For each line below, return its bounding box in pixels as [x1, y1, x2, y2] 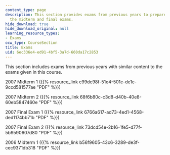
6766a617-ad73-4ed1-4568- [84, 109, 144, 115]
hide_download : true [5, 21, 49, 27]
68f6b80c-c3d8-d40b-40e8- [80, 94, 142, 100]
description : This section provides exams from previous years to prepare [5, 12, 166, 17]
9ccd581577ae [5, 84, 36, 90]
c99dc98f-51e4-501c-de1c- [79, 79, 137, 85]
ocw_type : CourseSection [5, 40, 58, 45]
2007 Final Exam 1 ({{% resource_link [5, 109, 83, 115]
